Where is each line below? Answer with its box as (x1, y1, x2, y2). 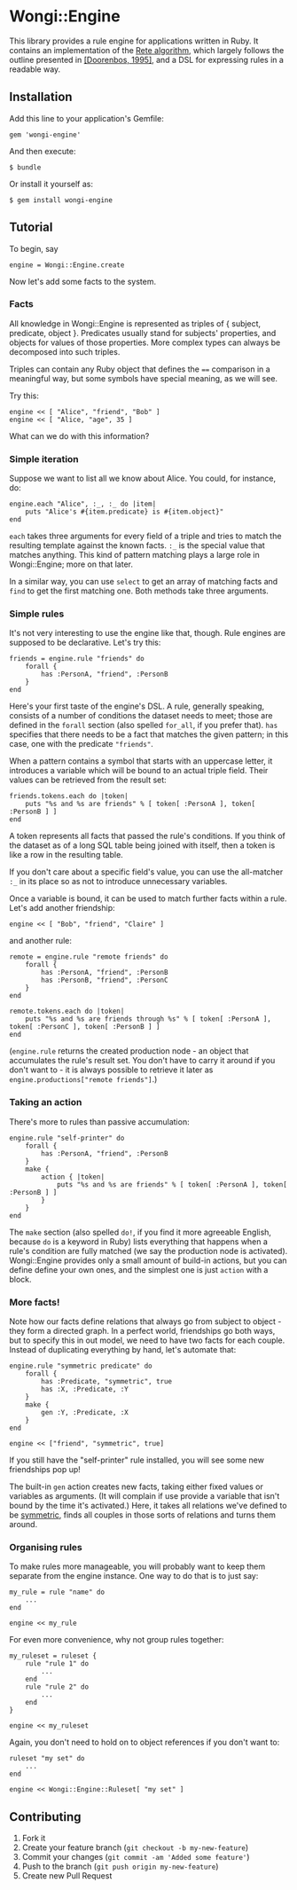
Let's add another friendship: (9, 903, 115, 914)
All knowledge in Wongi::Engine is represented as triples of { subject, (9, 318, 262, 329)
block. (9, 1274, 33, 1284)
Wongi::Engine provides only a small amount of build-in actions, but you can (9, 1255, 287, 1266)
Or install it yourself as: (9, 178, 93, 189)
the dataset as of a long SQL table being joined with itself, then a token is (9, 840, 276, 851)
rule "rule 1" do (25, 1659, 90, 1668)
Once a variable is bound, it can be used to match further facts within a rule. (9, 893, 287, 904)
